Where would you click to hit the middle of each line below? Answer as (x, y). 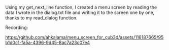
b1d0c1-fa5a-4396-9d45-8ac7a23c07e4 (48, 42)
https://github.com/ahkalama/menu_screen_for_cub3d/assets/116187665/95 (84, 37)
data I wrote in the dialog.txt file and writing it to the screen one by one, (80, 12)
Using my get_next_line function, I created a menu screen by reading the (81, 7)
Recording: (17, 27)
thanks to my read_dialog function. (41, 18)
